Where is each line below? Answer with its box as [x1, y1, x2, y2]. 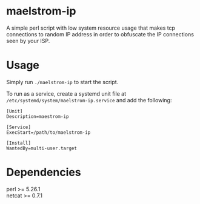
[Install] [6, 140, 32, 146]
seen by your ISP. [6, 37, 50, 44]
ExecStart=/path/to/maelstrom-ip [6, 129, 91, 136]
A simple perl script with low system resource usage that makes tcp [6, 24, 176, 31]
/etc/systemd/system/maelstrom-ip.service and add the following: [6, 96, 172, 104]
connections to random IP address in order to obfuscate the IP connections [6, 30, 194, 38]
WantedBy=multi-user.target [6, 145, 78, 151]
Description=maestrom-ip [6, 113, 69, 119]
